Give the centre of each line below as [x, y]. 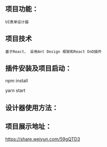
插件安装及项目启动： [38, 68]
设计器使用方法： [32, 108]
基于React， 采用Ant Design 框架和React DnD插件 [54, 52]
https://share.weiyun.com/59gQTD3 [43, 139]
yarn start [15, 90]
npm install [17, 81]
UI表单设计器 [17, 22]
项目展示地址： [29, 127]
